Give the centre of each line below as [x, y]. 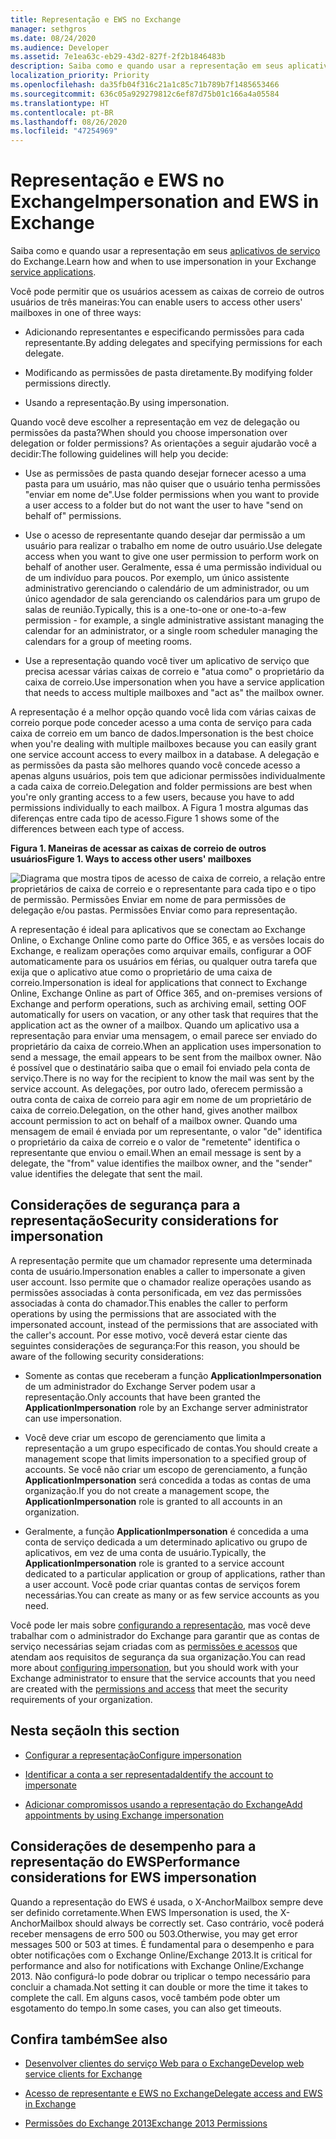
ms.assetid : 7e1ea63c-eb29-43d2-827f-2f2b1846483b [118, 57]
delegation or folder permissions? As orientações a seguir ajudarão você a [163, 443]
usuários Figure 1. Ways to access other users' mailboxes [131, 859]
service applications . [53, 272]
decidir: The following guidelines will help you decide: [119, 454]
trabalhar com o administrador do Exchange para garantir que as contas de [165, 1635]
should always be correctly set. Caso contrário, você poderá [199, 1923]
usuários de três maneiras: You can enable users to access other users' [156, 302]
